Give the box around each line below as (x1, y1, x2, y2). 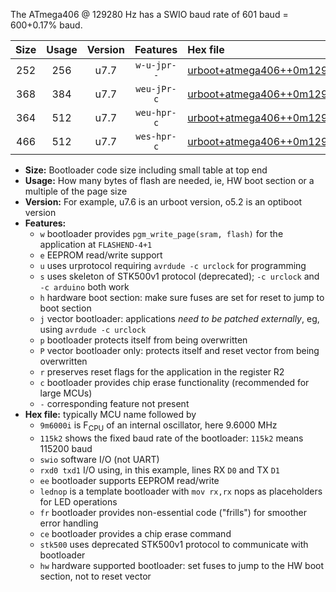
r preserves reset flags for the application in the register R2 (39, 366, 285, 378)
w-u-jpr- (135, 60, 177, 71)
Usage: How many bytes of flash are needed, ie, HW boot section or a (24, 175, 315, 186)
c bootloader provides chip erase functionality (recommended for (39, 377, 310, 388)
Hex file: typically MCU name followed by (24, 409, 197, 420)
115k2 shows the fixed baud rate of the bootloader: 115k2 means (39, 432, 304, 444)
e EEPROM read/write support (39, 249, 163, 261)
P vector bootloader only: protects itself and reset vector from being (39, 345, 320, 356)
